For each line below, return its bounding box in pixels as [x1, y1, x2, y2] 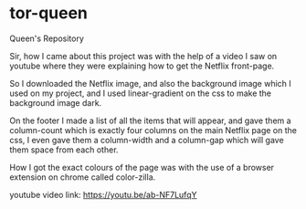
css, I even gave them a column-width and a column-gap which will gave [9, 134, 285, 145]
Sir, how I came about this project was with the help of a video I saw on [9, 50, 278, 61]
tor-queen [9, 3, 89, 24]
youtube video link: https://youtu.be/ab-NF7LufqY [9, 189, 197, 200]
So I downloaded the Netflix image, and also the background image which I [9, 78, 292, 89]
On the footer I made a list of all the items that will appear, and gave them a [9, 115, 291, 126]
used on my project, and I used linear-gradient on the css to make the [9, 88, 272, 99]
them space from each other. [9, 144, 119, 155]
